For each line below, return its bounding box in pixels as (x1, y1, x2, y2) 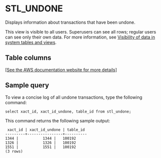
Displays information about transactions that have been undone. (5, 19, 136, 25)
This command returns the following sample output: (5, 118, 110, 123)
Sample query (5, 81, 49, 89)
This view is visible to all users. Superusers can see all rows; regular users (5, 29, 157, 35)
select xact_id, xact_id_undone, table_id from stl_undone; (5, 109, 132, 114)
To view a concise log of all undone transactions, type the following (5, 94, 142, 100)
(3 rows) (5, 149, 23, 154)
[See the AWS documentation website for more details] (5, 67, 117, 73)
